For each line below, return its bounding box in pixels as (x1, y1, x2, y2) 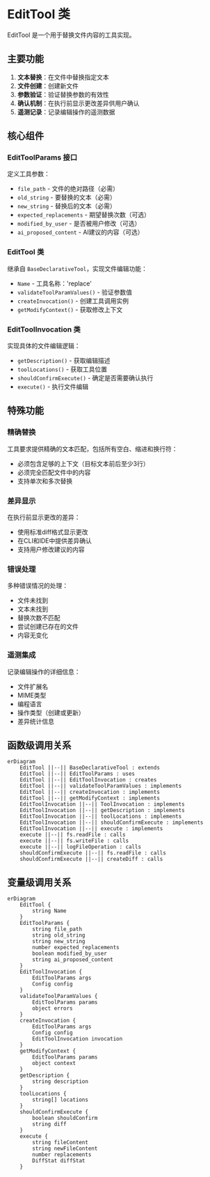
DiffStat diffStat (32, 1157, 86, 1164)
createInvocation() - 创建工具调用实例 (17, 297, 129, 305)
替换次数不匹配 (17, 614, 60, 622)
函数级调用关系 (7, 740, 72, 751)
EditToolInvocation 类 (7, 325, 81, 334)
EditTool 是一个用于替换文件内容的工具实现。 (7, 31, 136, 39)
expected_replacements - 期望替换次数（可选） (17, 210, 151, 219)
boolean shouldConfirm (32, 1115, 98, 1122)
